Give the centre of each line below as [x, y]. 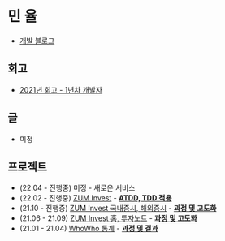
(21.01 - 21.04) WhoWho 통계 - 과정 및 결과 [89, 229]
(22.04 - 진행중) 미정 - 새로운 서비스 [77, 188]
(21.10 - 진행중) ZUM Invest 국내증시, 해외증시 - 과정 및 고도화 [118, 209]
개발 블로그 [37, 41]
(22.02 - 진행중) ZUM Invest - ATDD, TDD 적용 [95, 198]
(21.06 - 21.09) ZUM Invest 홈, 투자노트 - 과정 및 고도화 [108, 218]
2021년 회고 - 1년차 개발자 [61, 89]
